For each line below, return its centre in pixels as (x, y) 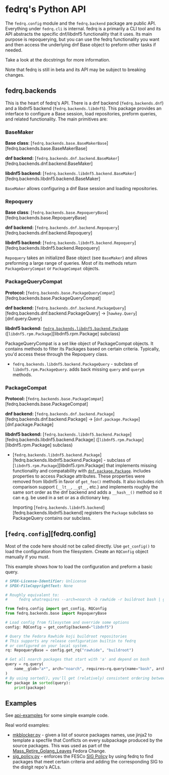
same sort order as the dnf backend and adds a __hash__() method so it (87, 492)
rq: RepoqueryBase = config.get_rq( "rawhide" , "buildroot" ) (70, 650)
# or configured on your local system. (47, 646)
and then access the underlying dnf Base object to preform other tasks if (80, 44)
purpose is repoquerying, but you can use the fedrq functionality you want (82, 39)
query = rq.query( (24, 664)
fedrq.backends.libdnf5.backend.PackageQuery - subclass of (75, 364)
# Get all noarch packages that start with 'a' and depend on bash (77, 660)
